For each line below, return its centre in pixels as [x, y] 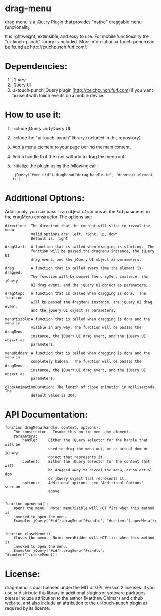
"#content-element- [136, 175]
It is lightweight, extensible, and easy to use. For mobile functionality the [77, 36]
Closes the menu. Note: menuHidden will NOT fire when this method [84, 538]
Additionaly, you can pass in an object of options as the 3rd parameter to [78, 211]
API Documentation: [46, 414]
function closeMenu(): [28, 534]
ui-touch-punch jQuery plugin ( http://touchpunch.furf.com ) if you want [82, 90]
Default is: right [49, 238]
